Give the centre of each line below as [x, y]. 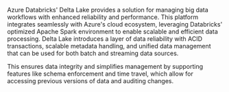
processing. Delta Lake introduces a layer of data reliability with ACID [105, 39]
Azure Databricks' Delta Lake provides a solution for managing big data [108, 10]
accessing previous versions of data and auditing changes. [91, 81]
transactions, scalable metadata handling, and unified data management [109, 46]
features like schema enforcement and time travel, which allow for [100, 74]
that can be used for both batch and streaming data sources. [93, 53]
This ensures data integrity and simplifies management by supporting [105, 66]
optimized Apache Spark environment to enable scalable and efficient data [112, 31]
